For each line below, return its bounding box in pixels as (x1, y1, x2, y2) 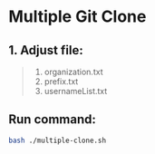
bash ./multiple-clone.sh (8, 136, 106, 145)
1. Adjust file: (8, 43, 83, 58)
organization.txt (44, 66, 103, 77)
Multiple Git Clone (8, 6, 147, 27)
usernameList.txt (44, 86, 108, 96)
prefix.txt (44, 76, 79, 87)
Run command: (8, 111, 96, 128)
